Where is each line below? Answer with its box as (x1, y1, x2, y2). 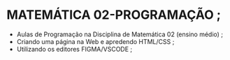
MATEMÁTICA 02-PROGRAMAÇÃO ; (6, 7, 222, 23)
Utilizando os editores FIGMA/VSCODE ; (16, 45, 133, 53)
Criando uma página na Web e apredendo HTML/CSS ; (16, 37, 175, 45)
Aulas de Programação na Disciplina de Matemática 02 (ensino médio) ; (16, 30, 224, 38)
